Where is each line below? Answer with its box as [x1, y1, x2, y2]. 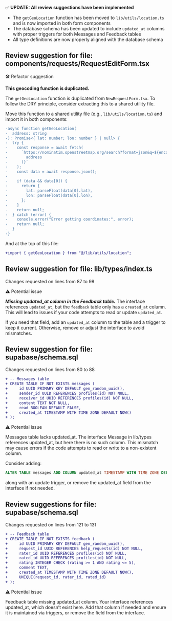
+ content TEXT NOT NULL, [5, 400, 70, 406]
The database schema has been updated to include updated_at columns [12, 26, 165, 31]
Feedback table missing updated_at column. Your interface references [5, 598, 154, 605]
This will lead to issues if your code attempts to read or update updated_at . [5, 309, 163, 315]
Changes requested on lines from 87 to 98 [5, 278, 95, 284]
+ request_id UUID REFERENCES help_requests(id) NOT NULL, [5, 546, 143, 551]
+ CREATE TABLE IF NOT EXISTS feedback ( [5, 536, 95, 541]
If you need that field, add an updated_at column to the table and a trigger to [5, 319, 166, 325]
